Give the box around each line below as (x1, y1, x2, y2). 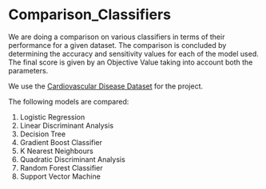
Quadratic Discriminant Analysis (19, 154, 125, 164)
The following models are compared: (8, 96, 129, 106)
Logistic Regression (19, 112, 85, 121)
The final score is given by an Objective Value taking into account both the (8, 57, 253, 67)
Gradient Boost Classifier (19, 137, 102, 147)
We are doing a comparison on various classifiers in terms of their (8, 32, 225, 41)
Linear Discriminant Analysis (19, 120, 114, 130)
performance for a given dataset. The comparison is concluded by (8, 40, 227, 49)
